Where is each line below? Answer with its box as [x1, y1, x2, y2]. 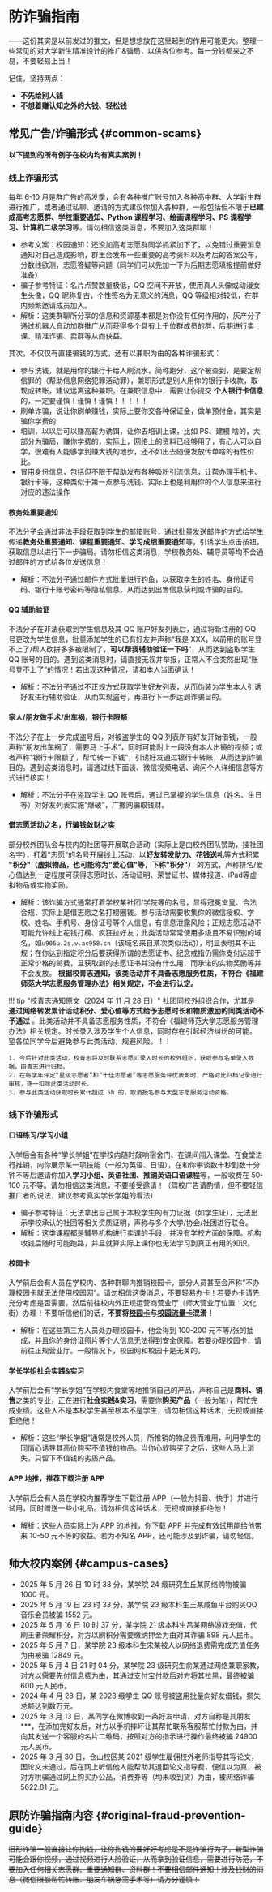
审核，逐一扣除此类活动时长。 [8, 1080, 93, 1088]
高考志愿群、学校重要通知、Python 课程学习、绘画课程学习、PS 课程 [15, 213, 244, 222]
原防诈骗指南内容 [8, 1808, 94, 1822]
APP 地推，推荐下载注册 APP [8, 1473, 105, 1483]
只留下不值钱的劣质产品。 [34, 1453, 120, 1463]
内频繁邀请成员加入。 [19, 301, 91, 311]
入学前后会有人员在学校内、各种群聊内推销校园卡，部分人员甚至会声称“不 [8, 1278, 253, 1288]
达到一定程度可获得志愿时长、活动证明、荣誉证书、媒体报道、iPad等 [22, 870, 250, 879]
